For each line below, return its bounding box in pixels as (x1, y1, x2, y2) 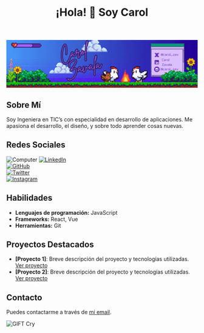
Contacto (6, 292, 42, 303)
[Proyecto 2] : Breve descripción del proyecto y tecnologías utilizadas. (15, 268, 190, 275)
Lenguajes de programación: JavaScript (15, 209, 118, 216)
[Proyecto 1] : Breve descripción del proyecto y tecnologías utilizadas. (15, 255, 189, 263)
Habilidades (6, 193, 53, 203)
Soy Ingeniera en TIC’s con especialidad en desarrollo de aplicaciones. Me (6, 116, 193, 123)
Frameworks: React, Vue (15, 215, 78, 223)
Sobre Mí (6, 99, 41, 110)
